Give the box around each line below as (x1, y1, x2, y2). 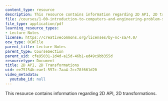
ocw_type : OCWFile (5, 40, 43, 45)
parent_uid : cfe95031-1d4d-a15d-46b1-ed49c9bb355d (5, 53, 113, 59)
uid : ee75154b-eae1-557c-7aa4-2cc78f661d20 (5, 68, 97, 73)
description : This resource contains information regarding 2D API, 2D (5, 12, 157, 17)
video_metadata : (5, 72, 39, 77)
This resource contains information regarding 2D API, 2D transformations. (5, 90, 157, 96)
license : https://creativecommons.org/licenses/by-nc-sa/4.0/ (5, 35, 137, 40)
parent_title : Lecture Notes (5, 44, 66, 49)
